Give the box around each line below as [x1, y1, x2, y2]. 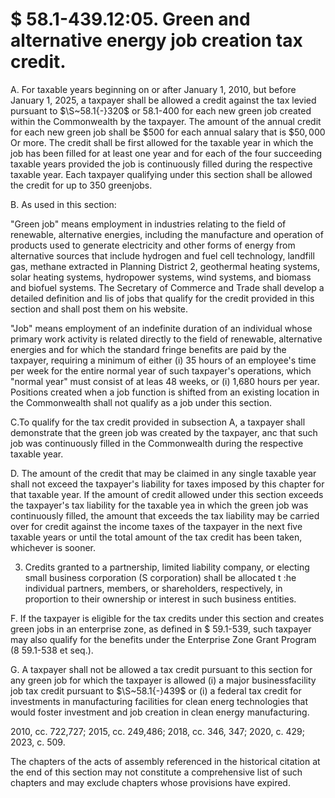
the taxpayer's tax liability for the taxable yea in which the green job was [10, 499, 309, 511]
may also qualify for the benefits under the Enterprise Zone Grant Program [10, 633, 317, 645]
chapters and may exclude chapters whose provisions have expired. [10, 776, 291, 788]
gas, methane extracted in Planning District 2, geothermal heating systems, [10, 260, 320, 272]
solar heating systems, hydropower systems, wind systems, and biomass [10, 271, 312, 283]
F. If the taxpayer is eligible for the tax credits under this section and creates [10, 612, 325, 624]
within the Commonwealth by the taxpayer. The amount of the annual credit [10, 115, 322, 127]
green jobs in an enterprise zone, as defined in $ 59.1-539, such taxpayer [10, 623, 312, 635]
